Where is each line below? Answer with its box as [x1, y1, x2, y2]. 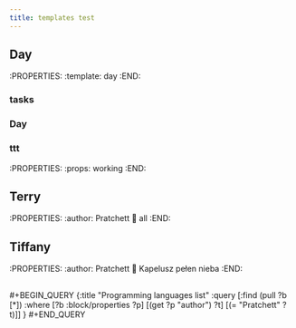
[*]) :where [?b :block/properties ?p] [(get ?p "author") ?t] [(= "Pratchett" [9, 299, 281, 310]
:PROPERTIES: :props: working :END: [9, 162, 147, 173]
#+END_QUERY [28, 309, 86, 320]
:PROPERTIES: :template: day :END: [9, 71, 141, 82]
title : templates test [9, 13, 95, 23]
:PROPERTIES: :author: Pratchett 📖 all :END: [9, 213, 171, 224]
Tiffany [9, 239, 52, 255]
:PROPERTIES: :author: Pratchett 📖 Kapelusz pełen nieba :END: [9, 264, 243, 275]
